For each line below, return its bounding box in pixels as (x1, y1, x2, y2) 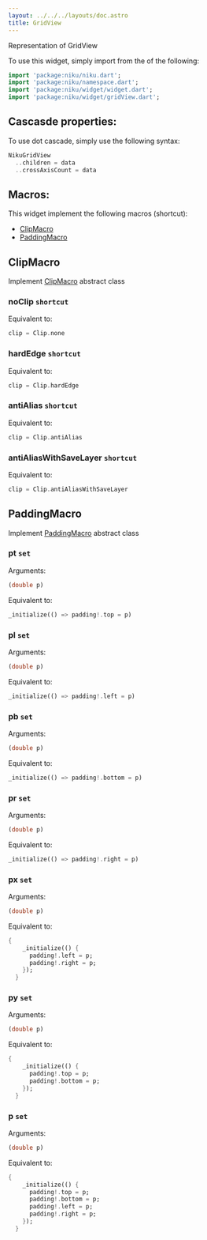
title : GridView (8, 19, 61, 27)
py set (8, 993, 33, 1004)
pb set (8, 710, 33, 722)
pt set (8, 548, 31, 559)
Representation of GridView (8, 40, 98, 50)
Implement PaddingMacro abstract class (8, 528, 139, 537)
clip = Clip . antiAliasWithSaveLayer (8, 485, 128, 493)
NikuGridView (8, 151, 51, 159)
